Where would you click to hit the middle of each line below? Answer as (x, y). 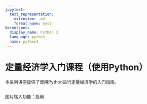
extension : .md (30, 19)
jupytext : (15, 10)
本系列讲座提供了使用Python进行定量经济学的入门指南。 (62, 82)
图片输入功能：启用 (25, 97)
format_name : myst (33, 23)
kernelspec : (17, 28)
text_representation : (32, 14)
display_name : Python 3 (34, 32)
